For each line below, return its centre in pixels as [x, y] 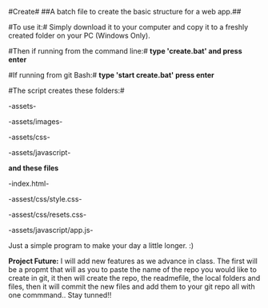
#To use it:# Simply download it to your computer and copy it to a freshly [128, 27]
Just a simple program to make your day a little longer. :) [101, 246]
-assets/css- [29, 137]
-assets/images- [36, 122]
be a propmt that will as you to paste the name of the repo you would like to [133, 270]
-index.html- [29, 184]
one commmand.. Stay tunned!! [60, 295]
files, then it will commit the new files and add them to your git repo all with [132, 286]
